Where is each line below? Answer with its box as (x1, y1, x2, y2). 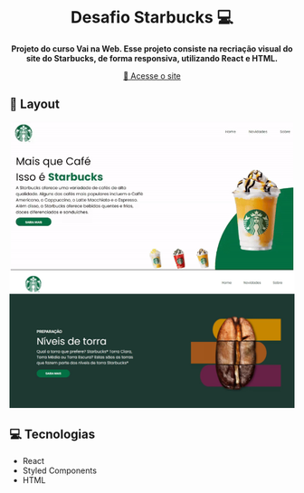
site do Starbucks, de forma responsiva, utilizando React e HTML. (25, 52, 279, 63)
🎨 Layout (9, 97, 61, 112)
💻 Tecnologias (9, 427, 96, 442)
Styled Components (22, 465, 98, 476)
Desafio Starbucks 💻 (71, 7, 233, 28)
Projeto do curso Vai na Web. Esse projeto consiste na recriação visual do (11, 43, 293, 54)
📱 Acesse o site (123, 70, 181, 81)
